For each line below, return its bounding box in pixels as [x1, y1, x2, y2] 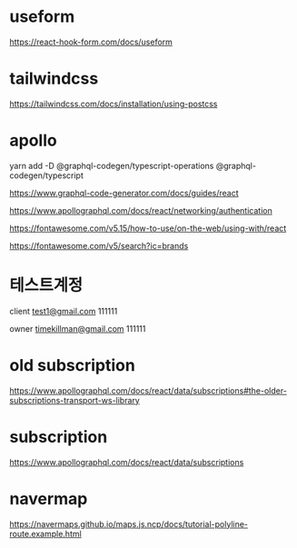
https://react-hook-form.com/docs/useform [9, 36, 173, 47]
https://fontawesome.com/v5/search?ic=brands [9, 240, 189, 251]
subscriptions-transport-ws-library [9, 394, 141, 405]
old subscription [9, 354, 136, 375]
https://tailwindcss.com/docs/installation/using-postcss [9, 98, 218, 109]
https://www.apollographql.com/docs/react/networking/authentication [9, 204, 272, 215]
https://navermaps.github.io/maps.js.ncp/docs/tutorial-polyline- [9, 518, 248, 529]
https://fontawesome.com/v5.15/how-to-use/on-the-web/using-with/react [9, 223, 287, 234]
